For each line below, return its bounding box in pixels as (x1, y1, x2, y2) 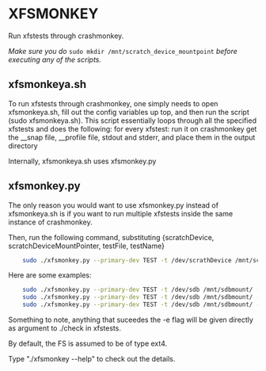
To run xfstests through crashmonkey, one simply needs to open (8, 98, 218, 108)
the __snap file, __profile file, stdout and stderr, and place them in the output (8, 132, 256, 142)
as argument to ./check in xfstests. (8, 323, 121, 333)
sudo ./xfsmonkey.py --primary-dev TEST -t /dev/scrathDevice (22, 256, 232, 264)
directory (8, 140, 38, 151)
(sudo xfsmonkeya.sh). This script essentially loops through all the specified (8, 116, 257, 125)
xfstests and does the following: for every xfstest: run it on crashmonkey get (8, 124, 257, 133)
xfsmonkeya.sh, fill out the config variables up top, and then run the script (8, 107, 249, 117)
